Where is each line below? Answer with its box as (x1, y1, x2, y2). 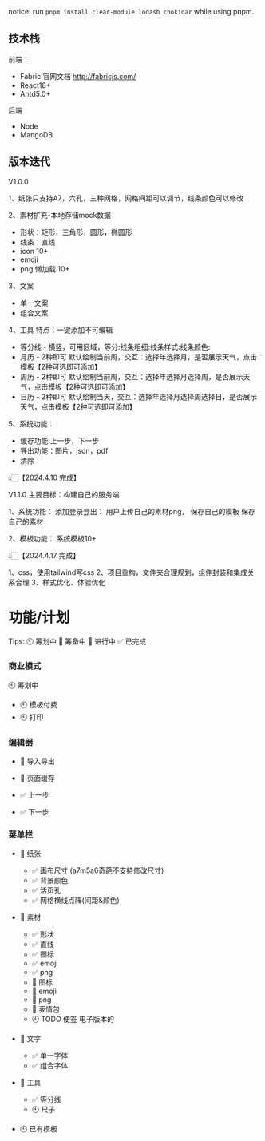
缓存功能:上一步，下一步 (19, 435, 100, 446)
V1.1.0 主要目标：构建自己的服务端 (8, 489, 120, 499)
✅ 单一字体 (31, 1051, 69, 1060)
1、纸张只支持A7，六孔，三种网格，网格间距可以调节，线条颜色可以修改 (8, 193, 244, 203)
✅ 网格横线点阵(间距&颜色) (31, 896, 120, 905)
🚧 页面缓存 (19, 774, 55, 783)
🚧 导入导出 (19, 756, 55, 766)
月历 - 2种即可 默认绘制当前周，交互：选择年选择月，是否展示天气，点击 (19, 351, 258, 362)
